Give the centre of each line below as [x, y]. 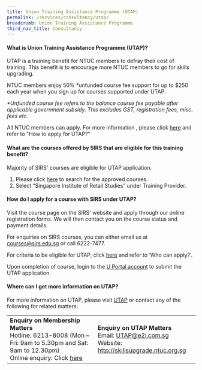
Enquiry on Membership [45, 320]
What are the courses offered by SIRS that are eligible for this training [95, 148]
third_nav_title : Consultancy [45, 28]
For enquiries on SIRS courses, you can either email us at [77, 237]
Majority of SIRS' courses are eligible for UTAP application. [79, 167]
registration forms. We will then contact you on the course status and [92, 219]
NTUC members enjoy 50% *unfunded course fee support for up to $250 [97, 85]
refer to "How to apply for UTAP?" [49, 134]
